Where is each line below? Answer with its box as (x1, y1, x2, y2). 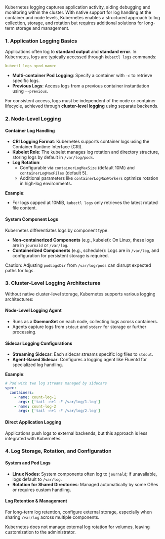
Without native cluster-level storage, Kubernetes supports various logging (5, 291, 156, 297)
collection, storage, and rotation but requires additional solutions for (5, 20, 143, 26)
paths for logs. (5, 267, 35, 273)
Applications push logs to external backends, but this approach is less (5, 430, 148, 436)
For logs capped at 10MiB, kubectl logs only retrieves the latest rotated (12, 200, 158, 206)
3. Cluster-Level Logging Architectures (5, 280, 101, 287)
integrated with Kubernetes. (5, 435, 62, 441)
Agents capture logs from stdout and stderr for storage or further (12, 324, 147, 330)
